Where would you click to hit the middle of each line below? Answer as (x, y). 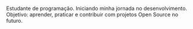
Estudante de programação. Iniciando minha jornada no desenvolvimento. (97, 8)
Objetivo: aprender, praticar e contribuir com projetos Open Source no (92, 14)
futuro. (14, 21)
